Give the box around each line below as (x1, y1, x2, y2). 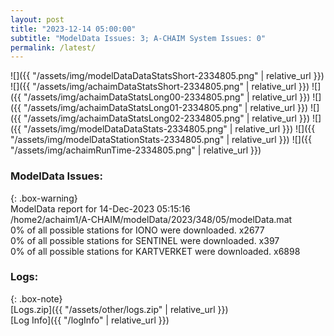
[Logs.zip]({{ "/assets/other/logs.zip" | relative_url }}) (10, 303, 229, 315)
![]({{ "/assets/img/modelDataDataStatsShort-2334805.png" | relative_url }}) (10, 70, 325, 82)
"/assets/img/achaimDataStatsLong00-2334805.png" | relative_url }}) (23, 91, 311, 103)
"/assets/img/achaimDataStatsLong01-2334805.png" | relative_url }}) (23, 102, 309, 114)
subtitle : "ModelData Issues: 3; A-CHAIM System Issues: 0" (10, 33, 267, 43)
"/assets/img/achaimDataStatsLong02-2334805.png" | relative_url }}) (23, 112, 310, 125)
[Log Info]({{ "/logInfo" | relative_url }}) (10, 314, 170, 326)
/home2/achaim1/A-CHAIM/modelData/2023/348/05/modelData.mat (10, 213, 293, 225)
